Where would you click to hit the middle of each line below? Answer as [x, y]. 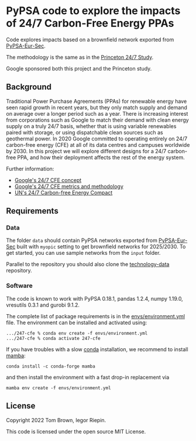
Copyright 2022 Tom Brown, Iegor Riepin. [56, 420]
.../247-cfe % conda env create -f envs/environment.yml [77, 333]
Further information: [30, 169]
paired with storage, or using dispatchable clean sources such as [85, 132]
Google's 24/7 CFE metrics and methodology [69, 186]
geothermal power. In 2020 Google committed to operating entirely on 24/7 [97, 139]
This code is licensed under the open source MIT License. [76, 431]
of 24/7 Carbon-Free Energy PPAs [90, 23]
